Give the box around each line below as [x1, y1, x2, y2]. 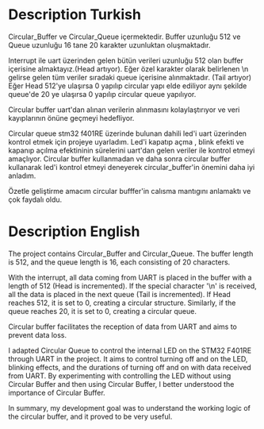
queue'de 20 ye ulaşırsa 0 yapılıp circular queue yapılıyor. [8, 89, 197, 99]
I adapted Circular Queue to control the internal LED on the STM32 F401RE [8, 346, 252, 355]
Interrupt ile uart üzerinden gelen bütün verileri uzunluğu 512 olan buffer [8, 56, 244, 65]
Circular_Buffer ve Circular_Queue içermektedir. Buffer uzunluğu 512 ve [8, 32, 241, 41]
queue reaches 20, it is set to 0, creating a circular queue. [8, 306, 197, 315]
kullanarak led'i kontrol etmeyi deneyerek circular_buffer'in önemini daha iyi [8, 162, 255, 172]
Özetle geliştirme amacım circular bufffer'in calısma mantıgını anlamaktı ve [8, 186, 251, 195]
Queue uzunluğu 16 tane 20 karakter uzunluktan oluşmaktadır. [8, 40, 212, 49]
